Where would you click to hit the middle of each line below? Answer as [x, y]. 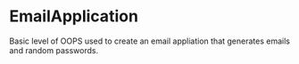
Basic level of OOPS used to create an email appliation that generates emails [149, 41]
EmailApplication [74, 16]
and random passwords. [54, 50]
